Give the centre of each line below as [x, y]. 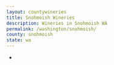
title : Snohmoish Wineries [41, 18]
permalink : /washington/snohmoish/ [52, 29]
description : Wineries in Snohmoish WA [57, 23]
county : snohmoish [30, 35]
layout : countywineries [37, 12]
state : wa [19, 40]
